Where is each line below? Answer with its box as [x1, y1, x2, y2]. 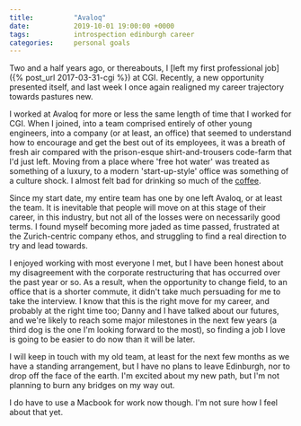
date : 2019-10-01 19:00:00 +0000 [9, 22, 175, 30]
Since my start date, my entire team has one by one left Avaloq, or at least [9, 193, 283, 204]
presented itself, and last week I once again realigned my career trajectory [9, 82, 285, 92]
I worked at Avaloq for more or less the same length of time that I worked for [9, 109, 292, 119]
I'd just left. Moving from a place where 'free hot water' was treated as [9, 156, 270, 167]
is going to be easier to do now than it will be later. [9, 334, 196, 345]
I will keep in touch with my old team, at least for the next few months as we [9, 352, 290, 362]
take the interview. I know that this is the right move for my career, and [9, 296, 270, 307]
